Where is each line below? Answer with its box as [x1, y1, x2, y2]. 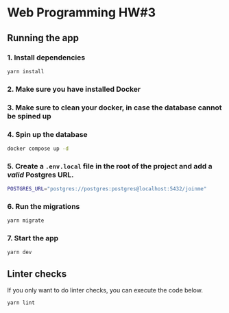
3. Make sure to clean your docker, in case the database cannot [7, 103, 222, 112]
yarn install [7, 68, 45, 75]
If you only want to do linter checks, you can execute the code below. [7, 286, 204, 295]
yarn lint [7, 299, 36, 306]
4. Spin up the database [7, 129, 88, 139]
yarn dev [7, 249, 32, 256]
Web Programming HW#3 [7, 5, 156, 21]
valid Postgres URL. [7, 170, 74, 179]
